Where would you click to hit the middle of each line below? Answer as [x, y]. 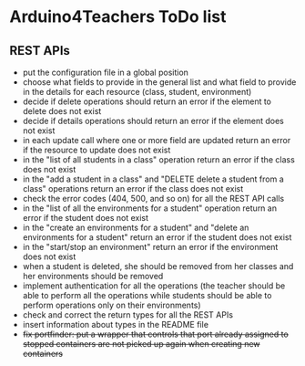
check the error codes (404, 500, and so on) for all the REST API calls [153, 199]
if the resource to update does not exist [97, 150]
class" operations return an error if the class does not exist [133, 188]
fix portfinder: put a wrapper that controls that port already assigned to [155, 334]
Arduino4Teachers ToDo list [118, 17]
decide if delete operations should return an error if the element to [147, 101]
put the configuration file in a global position [106, 72]
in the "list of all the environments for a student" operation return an [150, 208]
